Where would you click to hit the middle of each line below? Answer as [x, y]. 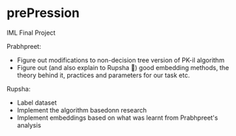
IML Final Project [31, 33]
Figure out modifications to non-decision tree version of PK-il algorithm [120, 60]
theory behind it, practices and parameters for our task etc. [103, 75]
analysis [29, 125]
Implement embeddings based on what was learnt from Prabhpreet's [117, 118]
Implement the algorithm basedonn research [82, 110]
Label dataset [37, 102]
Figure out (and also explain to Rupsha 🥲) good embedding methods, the [123, 67]
